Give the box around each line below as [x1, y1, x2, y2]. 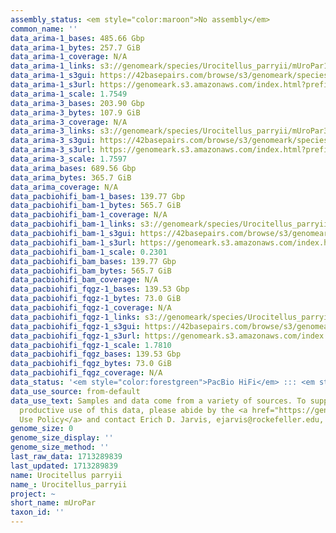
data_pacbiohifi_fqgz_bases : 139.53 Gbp [10, 349, 182, 360]
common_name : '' [10, 24, 78, 34]
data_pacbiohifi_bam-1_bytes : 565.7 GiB [10, 201, 182, 211]
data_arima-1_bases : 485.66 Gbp [10, 33, 145, 43]
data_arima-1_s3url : [10, 80, 97, 90]
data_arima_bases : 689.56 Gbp [10, 163, 137, 173]
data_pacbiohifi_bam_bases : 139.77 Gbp [10, 256, 177, 266]
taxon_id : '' [10, 507, 65, 518]
